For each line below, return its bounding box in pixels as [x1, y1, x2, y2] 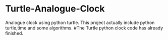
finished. [5, 30, 24, 36]
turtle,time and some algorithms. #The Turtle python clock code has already [5, 24, 163, 30]
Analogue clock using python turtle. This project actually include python [5, 19, 155, 25]
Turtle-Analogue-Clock [5, 3, 105, 14]
